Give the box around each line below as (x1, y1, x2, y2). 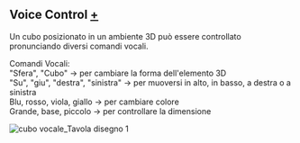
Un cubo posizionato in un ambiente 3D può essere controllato (9, 31, 241, 41)
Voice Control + (9, 7, 99, 22)
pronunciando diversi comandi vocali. (9, 40, 149, 51)
